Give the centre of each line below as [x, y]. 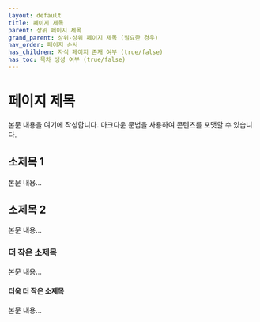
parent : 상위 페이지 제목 [45, 30]
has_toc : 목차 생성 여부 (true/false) [67, 60]
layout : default [35, 15]
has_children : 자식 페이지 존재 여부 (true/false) [86, 52]
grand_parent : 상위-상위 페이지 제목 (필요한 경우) [83, 38]
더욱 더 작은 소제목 [36, 291]
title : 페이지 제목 [36, 23]
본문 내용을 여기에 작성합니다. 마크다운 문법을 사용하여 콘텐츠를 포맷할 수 [120, 124]
